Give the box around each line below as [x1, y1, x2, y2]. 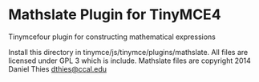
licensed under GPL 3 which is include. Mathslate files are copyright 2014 [8, 56, 251, 65]
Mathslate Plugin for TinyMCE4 [8, 6, 222, 24]
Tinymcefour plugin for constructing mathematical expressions [8, 32, 217, 41]
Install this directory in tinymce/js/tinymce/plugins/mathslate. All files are [8, 47, 249, 57]
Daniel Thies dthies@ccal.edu [8, 64, 107, 73]
